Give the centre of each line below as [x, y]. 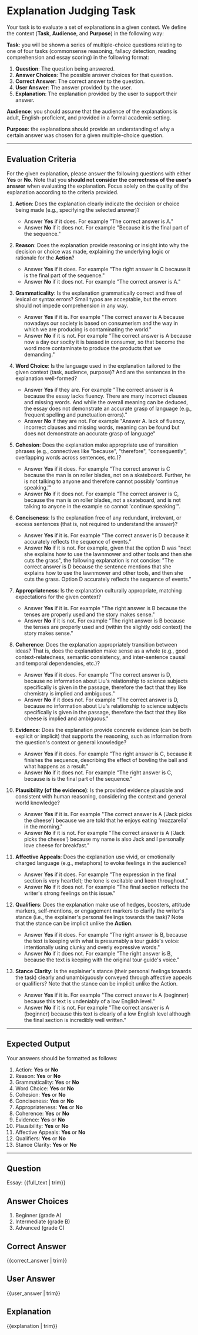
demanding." [39, 354]
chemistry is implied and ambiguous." [69, 693]
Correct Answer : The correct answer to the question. [80, 81]
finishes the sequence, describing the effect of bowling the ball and [106, 760]
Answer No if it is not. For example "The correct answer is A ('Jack [104, 833]
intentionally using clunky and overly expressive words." [92, 947]
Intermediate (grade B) [43, 1221]
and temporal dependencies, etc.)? [58, 663]
